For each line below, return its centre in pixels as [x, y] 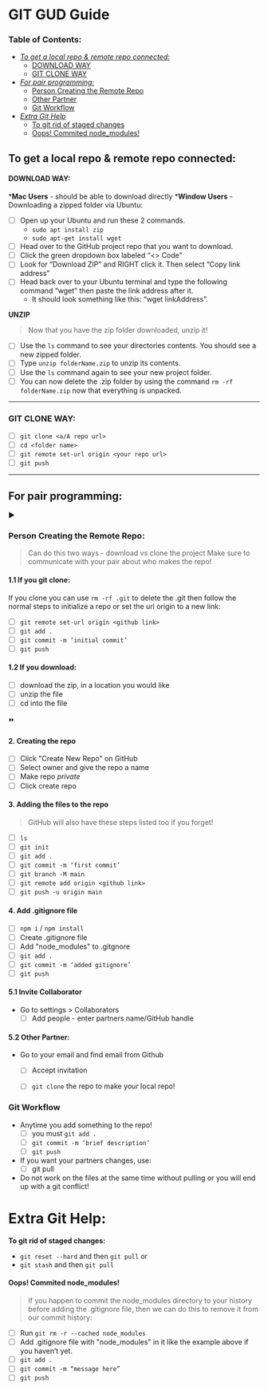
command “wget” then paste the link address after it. [106, 291]
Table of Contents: [45, 40]
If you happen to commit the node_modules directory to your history [140, 1301]
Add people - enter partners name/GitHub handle [112, 1018]
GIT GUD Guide [59, 15]
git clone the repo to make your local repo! [103, 1086]
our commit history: [60, 1317]
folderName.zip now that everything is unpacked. [100, 390]
